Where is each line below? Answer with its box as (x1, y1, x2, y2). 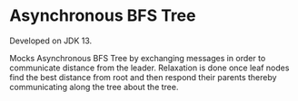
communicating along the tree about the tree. (9, 81, 179, 92)
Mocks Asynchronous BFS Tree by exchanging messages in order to (9, 52, 266, 63)
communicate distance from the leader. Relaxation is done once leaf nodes (9, 62, 290, 73)
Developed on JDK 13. (9, 35, 93, 46)
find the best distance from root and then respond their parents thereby (9, 71, 277, 82)
